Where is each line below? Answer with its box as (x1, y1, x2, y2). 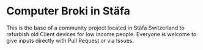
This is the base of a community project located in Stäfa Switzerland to (6, 24, 185, 31)
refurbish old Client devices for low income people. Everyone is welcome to (6, 30, 197, 37)
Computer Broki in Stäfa (6, 4, 130, 18)
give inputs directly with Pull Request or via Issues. (6, 37, 135, 44)
